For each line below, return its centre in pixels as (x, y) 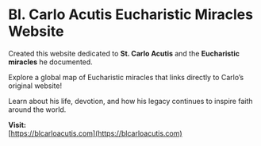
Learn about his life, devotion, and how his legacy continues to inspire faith (130, 101)
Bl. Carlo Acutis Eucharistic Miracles (131, 15)
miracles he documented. (50, 62)
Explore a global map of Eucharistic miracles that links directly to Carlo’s (126, 77)
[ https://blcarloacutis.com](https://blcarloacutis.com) (95, 133)
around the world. (37, 109)
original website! (35, 86)
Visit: (17, 125)
